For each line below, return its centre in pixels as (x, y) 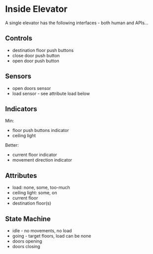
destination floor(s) (32, 203)
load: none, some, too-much (41, 188)
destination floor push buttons (43, 50)
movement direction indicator (42, 160)
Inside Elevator (36, 9)
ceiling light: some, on (35, 193)
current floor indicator (35, 155)
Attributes (21, 176)
